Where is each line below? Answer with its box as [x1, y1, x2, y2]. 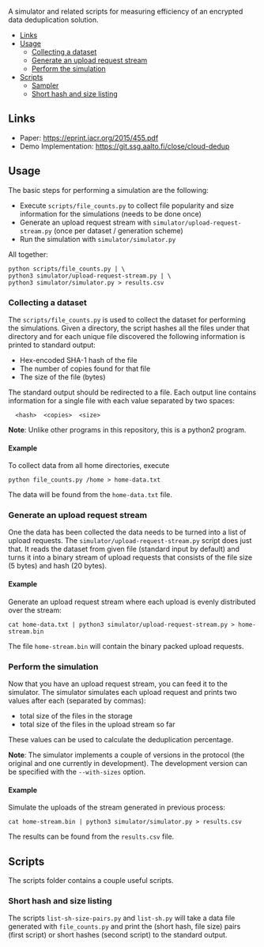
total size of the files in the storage [19, 711, 133, 720]
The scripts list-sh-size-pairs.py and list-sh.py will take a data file [8, 913, 236, 923]
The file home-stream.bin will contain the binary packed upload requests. [8, 641, 244, 651]
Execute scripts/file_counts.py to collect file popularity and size [19, 201, 235, 210]
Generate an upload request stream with [19, 217, 152, 227]
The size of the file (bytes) [19, 372, 106, 382]
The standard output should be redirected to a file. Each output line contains [8, 387, 257, 397]
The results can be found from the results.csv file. [8, 832, 175, 841]
